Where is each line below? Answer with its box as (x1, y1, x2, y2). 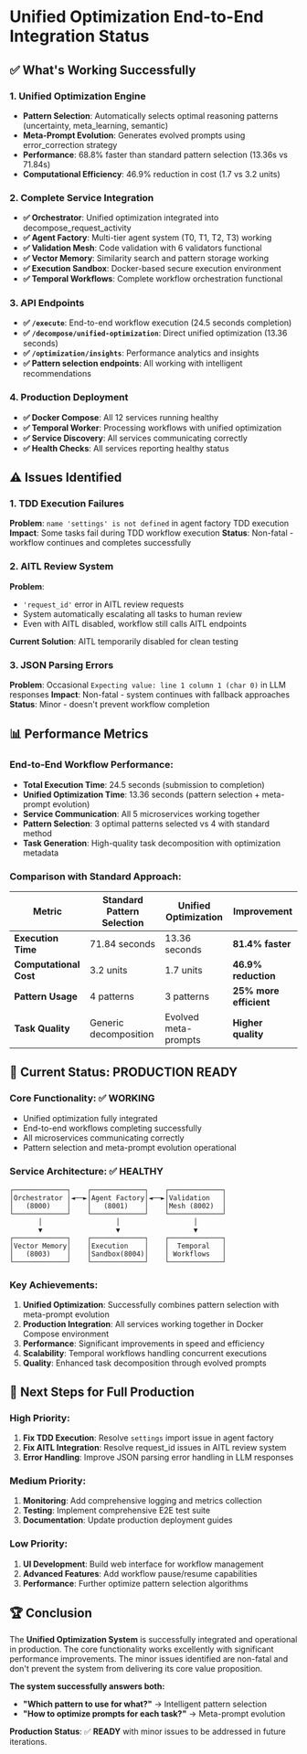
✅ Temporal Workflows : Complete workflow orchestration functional (22, 273, 283, 284)
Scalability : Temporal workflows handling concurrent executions (22, 1348, 268, 1359)
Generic (90, 1016, 124, 1029)
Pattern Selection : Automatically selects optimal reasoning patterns (22, 110, 279, 121)
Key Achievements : (9, 1278, 99, 1291)
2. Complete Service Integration (9, 191, 154, 204)
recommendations (22, 368, 91, 379)
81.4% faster (232, 938, 291, 951)
